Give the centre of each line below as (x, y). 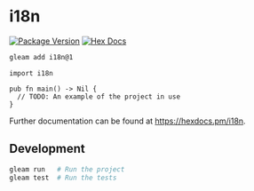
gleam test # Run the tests (63, 178)
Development (48, 149)
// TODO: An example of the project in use (99, 96)
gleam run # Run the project (67, 169)
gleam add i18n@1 (41, 57)
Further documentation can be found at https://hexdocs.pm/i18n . (127, 121)
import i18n (31, 73)
